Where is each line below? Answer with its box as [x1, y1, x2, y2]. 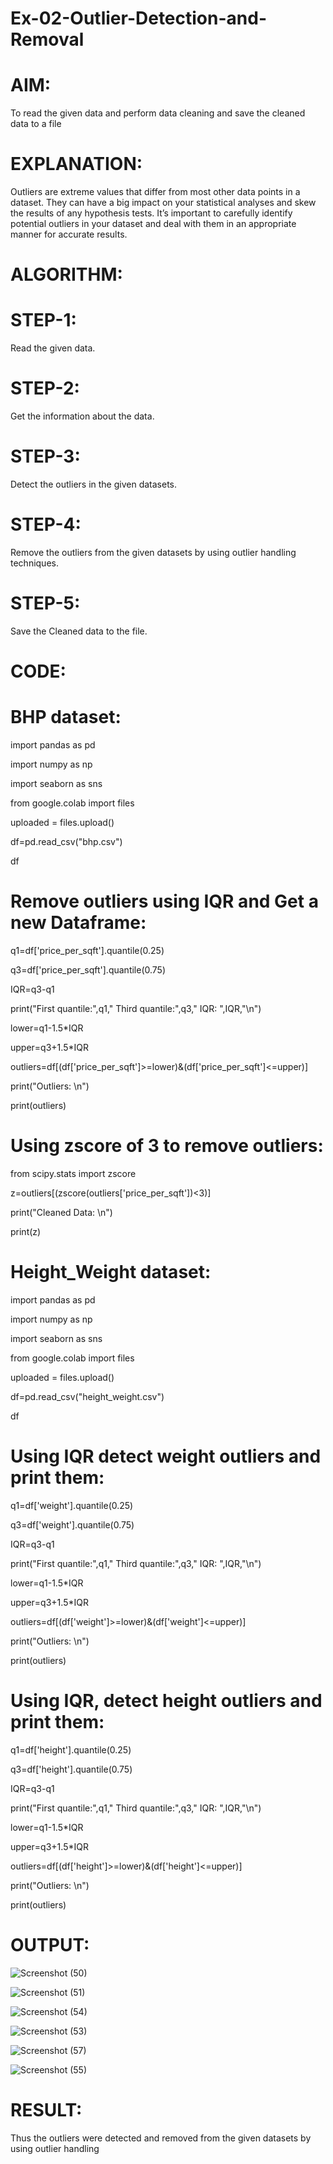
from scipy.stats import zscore [10, 1167, 137, 1179]
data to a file [10, 118, 62, 130]
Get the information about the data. [10, 410, 155, 422]
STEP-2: [10, 377, 80, 400]
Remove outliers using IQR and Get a [10, 890, 319, 913]
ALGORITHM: [10, 263, 123, 286]
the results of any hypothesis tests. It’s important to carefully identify [10, 207, 293, 219]
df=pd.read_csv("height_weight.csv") [10, 1390, 165, 1402]
